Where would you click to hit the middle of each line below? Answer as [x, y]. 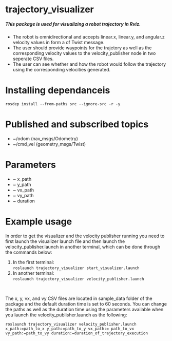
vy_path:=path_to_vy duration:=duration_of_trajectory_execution [77, 333]
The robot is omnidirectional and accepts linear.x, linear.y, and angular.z [89, 37]
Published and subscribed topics [77, 125]
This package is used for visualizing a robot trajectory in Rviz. [73, 24]
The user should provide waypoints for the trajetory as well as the [82, 48]
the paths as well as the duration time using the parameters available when [84, 309]
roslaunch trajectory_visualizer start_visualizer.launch [76, 268]
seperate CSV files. [33, 59]
